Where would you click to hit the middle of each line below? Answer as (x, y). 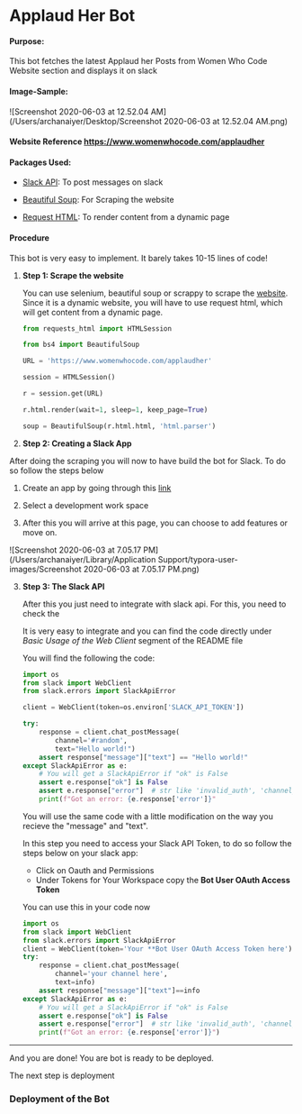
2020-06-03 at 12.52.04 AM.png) (226, 121)
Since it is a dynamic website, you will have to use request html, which (152, 302)
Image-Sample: (39, 91)
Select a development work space (85, 505)
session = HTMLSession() (69, 378)
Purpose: (27, 41)
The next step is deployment (62, 1076)
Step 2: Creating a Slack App (77, 443)
